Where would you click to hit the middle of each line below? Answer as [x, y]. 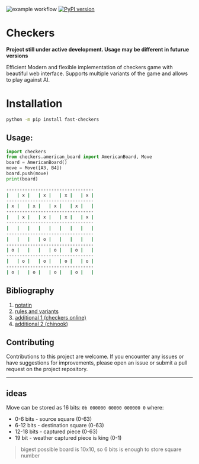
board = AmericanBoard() [37, 163]
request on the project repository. [47, 369]
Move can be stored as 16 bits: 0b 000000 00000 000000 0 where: [85, 408]
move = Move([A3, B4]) [34, 168]
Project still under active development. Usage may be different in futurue [98, 49]
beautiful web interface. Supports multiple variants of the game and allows [97, 73]
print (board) [22, 179]
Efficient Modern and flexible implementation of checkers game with [89, 67]
